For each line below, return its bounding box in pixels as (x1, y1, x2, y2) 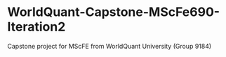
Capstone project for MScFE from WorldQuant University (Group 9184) (7, 42, 212, 50)
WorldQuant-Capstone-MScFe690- (7, 4, 220, 20)
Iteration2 (7, 19, 66, 35)
